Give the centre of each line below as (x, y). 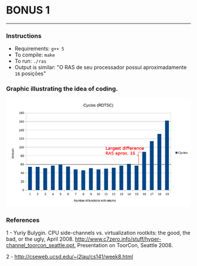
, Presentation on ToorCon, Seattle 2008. (123, 245)
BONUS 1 (28, 10)
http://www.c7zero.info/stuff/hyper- (118, 239)
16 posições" (30, 73)
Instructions (24, 36)
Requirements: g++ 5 (39, 49)
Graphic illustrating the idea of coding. (62, 89)
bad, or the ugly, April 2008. (40, 239)
